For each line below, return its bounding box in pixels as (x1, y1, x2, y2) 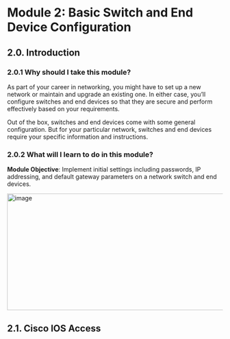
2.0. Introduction (7, 47, 81, 58)
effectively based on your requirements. (7, 104, 120, 113)
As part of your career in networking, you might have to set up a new (7, 82, 201, 91)
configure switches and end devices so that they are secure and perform (7, 97, 213, 106)
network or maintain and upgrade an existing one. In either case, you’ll (7, 90, 206, 98)
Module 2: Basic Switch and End (7, 5, 194, 21)
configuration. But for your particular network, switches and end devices (7, 125, 212, 133)
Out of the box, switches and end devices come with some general (7, 118, 196, 126)
